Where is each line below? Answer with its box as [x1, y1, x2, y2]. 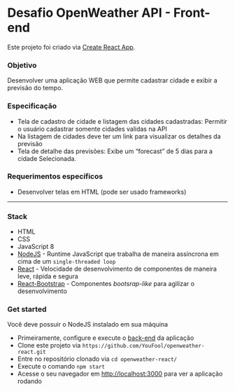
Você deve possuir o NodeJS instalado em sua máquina [7, 320, 169, 329]
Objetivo [7, 60, 37, 70]
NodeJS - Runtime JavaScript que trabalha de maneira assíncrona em [17, 250, 219, 258]
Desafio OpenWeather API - [7, 5, 171, 21]
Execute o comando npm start [17, 362, 105, 371]
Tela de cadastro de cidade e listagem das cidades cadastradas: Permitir [17, 117, 227, 125]
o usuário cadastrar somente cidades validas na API [17, 125, 168, 133]
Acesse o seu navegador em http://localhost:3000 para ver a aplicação [17, 369, 223, 378]
